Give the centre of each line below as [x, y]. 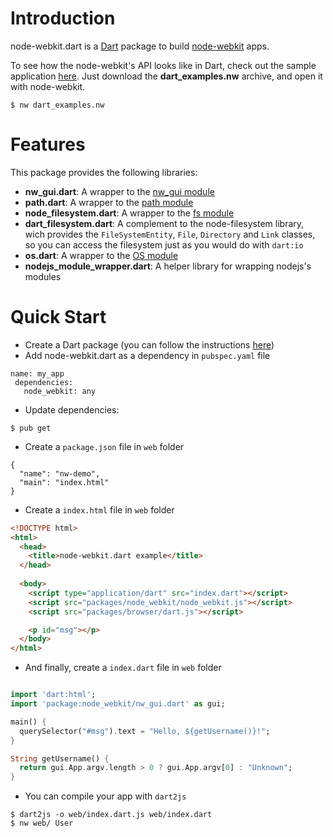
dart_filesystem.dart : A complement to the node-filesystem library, [164, 223]
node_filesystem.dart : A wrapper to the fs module [129, 213]
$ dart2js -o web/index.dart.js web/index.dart [111, 815]
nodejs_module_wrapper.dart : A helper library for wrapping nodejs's [168, 266]
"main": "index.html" [64, 482]
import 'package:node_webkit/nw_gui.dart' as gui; [118, 704]
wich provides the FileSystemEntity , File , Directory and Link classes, [170, 234]
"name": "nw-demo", [60, 473]
